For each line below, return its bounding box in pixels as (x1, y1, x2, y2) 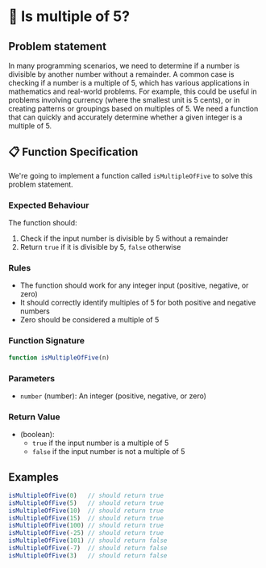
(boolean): (19, 430, 55, 440)
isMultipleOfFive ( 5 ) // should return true (8, 499, 164, 507)
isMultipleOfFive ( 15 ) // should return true (8, 514, 164, 522)
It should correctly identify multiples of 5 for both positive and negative (19, 298, 256, 308)
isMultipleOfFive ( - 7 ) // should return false (8, 545, 168, 553)
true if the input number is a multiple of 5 (31, 438, 169, 448)
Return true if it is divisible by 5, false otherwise (19, 242, 181, 252)
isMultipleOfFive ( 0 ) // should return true (8, 491, 164, 499)
